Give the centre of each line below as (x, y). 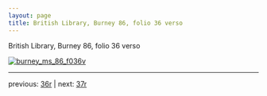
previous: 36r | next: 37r (48, 83)
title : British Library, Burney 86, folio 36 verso (95, 23)
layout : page (30, 15)
